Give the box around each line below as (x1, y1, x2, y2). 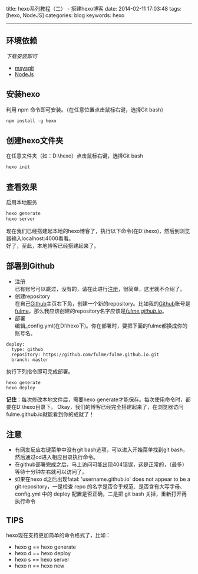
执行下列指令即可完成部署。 (6, 368, 74, 375)
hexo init (6, 164, 31, 170)
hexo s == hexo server (14, 556, 70, 563)
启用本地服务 (6, 199, 37, 205)
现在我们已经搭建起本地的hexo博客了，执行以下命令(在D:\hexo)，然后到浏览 (6, 227, 190, 234)
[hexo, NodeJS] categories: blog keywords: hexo (6, 12, 125, 19)
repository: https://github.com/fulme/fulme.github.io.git (11, 352, 160, 357)
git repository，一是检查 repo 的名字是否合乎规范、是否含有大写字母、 (14, 483, 186, 490)
